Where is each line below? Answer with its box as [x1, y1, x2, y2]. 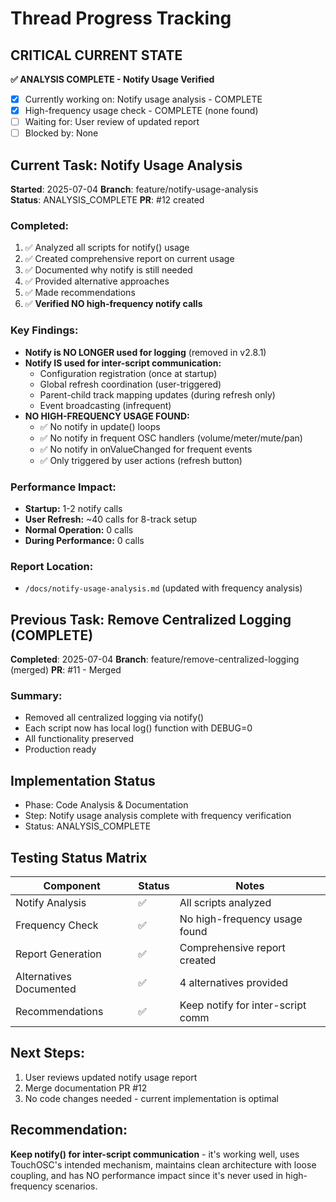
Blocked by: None [24, 127, 99, 139]
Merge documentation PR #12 [24, 1082, 148, 1094]
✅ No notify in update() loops [39, 420, 161, 432]
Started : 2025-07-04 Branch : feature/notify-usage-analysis [10, 183, 259, 196]
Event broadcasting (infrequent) [39, 399, 172, 411]
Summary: [10, 688, 63, 702]
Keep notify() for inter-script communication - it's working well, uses [10, 1148, 300, 1160]
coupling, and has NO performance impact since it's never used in [10, 1169, 284, 1181]
